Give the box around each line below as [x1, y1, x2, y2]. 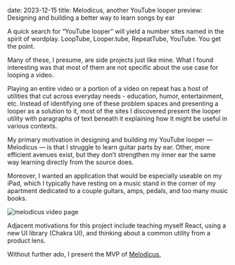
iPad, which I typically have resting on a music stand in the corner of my [7, 179, 216, 187]
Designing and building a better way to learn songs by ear [7, 13, 175, 22]
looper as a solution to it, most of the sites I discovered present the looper [7, 107, 222, 115]
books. [7, 194, 27, 202]
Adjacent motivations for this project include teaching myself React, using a [7, 221, 227, 230]
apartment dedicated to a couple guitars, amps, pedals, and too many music [7, 187, 229, 195]
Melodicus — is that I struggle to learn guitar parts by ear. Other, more [7, 143, 210, 151]
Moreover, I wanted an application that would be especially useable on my [7, 172, 222, 180]
